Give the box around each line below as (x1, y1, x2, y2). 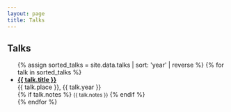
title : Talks (7, 17, 45, 24)
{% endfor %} (17, 98, 58, 106)
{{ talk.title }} (17, 76, 57, 84)
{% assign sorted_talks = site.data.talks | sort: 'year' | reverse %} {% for (17, 61, 225, 70)
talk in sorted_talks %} (17, 68, 82, 77)
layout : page (7, 10, 45, 17)
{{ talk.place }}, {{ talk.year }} (17, 83, 102, 91)
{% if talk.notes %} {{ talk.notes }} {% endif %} (17, 90, 145, 99)
